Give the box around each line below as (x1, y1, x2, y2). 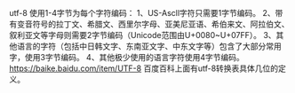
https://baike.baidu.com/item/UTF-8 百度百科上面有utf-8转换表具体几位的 (9, 63, 279, 74)
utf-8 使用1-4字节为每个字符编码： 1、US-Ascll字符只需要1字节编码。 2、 (9, 8, 275, 18)
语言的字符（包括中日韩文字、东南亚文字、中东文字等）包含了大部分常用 (16, 41, 282, 51)
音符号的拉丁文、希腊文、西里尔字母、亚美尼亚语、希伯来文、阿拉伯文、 (24, 19, 290, 29)
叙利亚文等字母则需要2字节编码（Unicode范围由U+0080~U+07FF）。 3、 (9, 30, 277, 40)
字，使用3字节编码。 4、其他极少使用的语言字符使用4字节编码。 (9, 52, 244, 62)
